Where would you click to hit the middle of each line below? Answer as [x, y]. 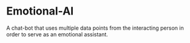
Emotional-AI [40, 11]
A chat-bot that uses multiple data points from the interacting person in [95, 28]
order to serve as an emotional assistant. [57, 34]
